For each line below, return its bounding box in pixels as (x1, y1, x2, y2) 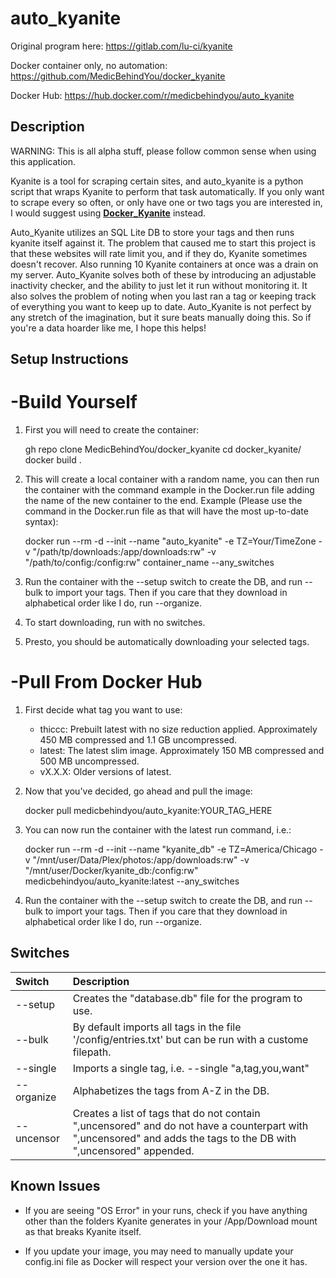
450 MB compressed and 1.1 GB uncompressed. (39, 734, 238, 746)
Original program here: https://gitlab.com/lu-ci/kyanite (10, 40, 233, 52)
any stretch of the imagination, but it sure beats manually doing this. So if (10, 311, 312, 323)
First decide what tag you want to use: (24, 704, 183, 716)
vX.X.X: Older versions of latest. (39, 766, 172, 778)
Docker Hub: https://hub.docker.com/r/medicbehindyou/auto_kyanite (10, 89, 295, 101)
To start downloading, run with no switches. (24, 617, 206, 629)
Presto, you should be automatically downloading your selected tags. (24, 636, 310, 648)
